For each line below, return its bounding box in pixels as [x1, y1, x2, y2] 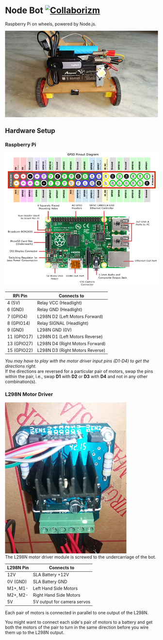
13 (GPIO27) [7, 340, 33, 346]
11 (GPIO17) [7, 334, 33, 339]
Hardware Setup [5, 127, 55, 135]
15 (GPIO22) [7, 347, 33, 353]
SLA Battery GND [33, 579, 67, 584]
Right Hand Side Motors [33, 592, 81, 598]
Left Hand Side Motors [33, 585, 78, 591]
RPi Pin [13, 293, 28, 299]
